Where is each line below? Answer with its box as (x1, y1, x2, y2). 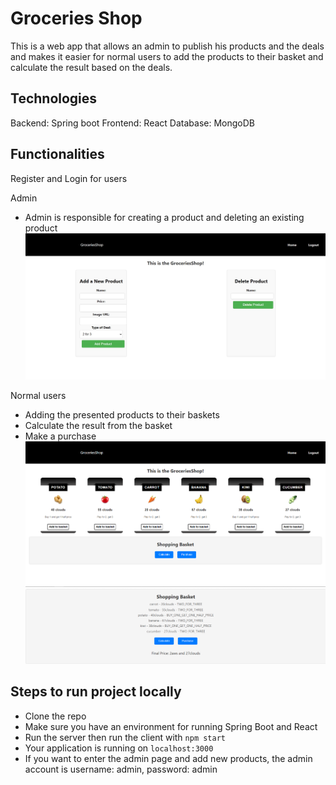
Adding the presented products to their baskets (24, 408, 220, 421)
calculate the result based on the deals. (10, 61, 173, 73)
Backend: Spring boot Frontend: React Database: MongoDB (10, 117, 255, 129)
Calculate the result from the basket (24, 419, 173, 431)
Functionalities (10, 146, 105, 163)
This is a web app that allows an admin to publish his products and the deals (10, 40, 325, 52)
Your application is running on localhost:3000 (24, 742, 214, 754)
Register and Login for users (10, 172, 128, 184)
